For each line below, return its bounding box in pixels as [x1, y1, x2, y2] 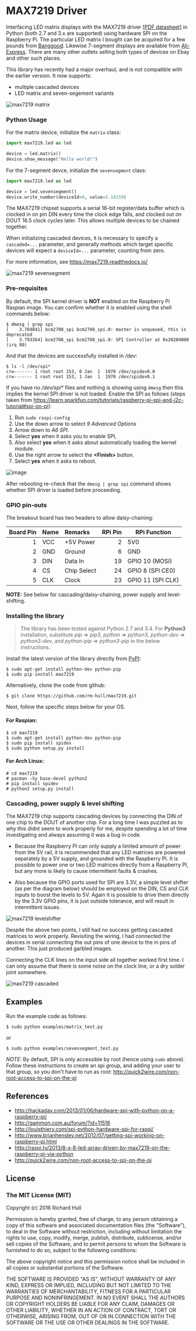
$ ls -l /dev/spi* [6, 363, 51, 369]
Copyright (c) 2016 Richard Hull [6, 1204, 82, 1212]
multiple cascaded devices [14, 83, 79, 90]
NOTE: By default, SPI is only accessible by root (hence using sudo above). [6, 1055, 185, 1062]
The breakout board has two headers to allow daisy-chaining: [6, 514, 153, 521]
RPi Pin [101, 528, 123, 536]
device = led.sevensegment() [6, 188, 77, 194]
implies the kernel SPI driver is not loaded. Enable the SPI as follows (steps [6, 390, 185, 397]
